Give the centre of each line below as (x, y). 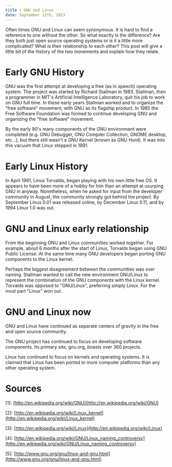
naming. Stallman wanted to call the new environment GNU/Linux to (77, 275)
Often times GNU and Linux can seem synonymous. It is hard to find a (79, 29)
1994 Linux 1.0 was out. (30, 208)
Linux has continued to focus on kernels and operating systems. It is (78, 357)
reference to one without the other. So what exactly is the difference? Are (83, 35)
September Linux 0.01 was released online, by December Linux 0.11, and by (85, 202)
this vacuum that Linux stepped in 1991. (47, 146)
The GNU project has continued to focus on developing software (74, 342)
